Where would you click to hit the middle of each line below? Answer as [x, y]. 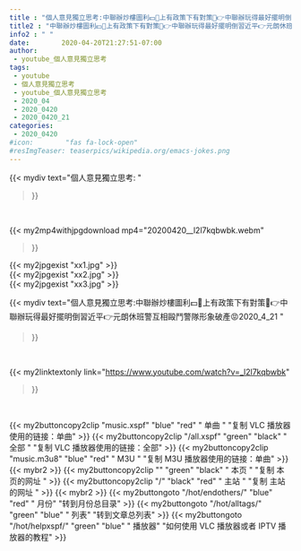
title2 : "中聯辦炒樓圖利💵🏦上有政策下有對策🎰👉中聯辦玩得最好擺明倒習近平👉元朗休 [148, 26]
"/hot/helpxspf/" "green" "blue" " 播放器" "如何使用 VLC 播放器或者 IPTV [143, 526]
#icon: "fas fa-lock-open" [74, 142]
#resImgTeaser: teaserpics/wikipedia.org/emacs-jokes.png [120, 151]
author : [24, 51]
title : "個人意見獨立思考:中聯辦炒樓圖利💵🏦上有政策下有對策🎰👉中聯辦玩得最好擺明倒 [150, 17]
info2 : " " [31, 34]
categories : [31, 126]
